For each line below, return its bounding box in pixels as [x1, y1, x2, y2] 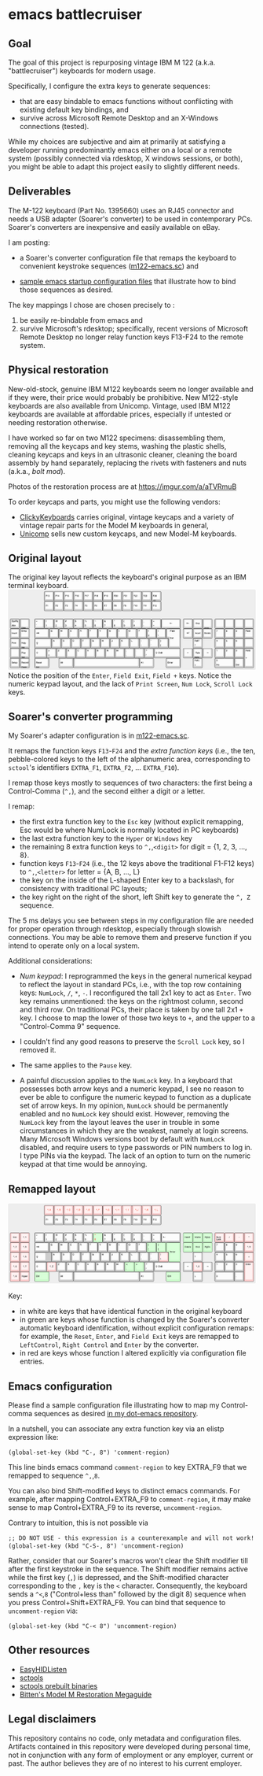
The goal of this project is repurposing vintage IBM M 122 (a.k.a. [8, 57, 216, 67]
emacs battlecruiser [8, 6, 143, 24]
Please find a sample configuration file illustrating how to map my [8, 1400, 220, 1410]
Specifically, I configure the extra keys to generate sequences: [8, 81, 210, 91]
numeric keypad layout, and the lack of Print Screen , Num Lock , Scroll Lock [8, 679, 253, 688]
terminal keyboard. [8, 581, 69, 590]
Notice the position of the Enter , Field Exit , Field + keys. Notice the [8, 671, 232, 680]
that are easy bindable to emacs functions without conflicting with [19, 97, 234, 105]
